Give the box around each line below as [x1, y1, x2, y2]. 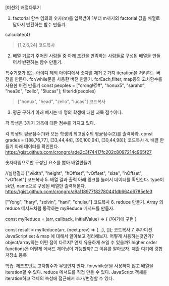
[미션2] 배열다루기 [5, 5, 41, 10]
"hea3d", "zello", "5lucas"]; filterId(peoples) [5, 88, 96, 94]
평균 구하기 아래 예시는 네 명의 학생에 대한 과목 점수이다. [12, 109, 123, 115]
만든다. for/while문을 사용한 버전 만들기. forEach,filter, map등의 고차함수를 [14, 76, 162, 82]
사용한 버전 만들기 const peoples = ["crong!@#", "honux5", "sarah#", [5, 82, 146, 88]
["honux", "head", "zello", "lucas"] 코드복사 [17, 99, 106, 105]
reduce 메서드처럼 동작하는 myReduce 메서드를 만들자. [5, 205, 115, 211]
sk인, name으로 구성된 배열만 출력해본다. [5, 183, 86, 188]
